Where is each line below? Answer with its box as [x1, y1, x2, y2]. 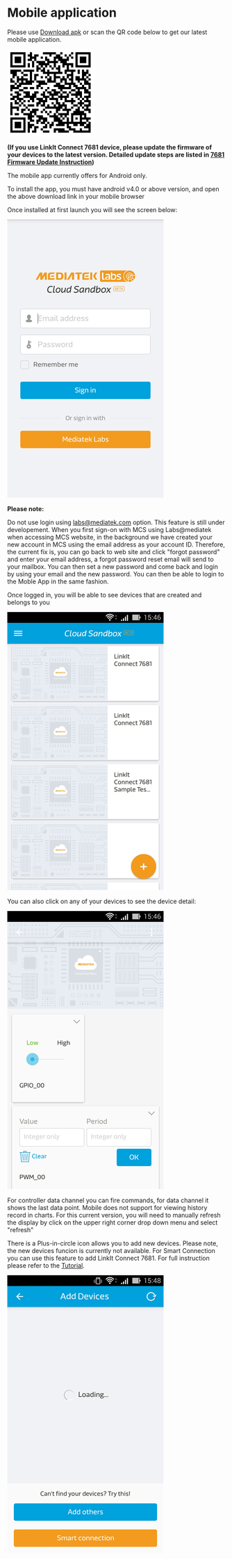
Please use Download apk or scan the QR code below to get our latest [7, 28, 208, 36]
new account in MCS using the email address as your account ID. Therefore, [7, 540, 226, 549]
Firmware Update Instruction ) [7, 158, 95, 166]
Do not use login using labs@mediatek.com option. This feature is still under [7, 518, 226, 526]
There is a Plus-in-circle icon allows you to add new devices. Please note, [7, 1239, 219, 1247]
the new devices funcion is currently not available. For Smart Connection [7, 1246, 215, 1254]
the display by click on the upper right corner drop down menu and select [7, 1218, 218, 1227]
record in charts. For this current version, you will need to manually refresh [7, 1211, 221, 1219]
